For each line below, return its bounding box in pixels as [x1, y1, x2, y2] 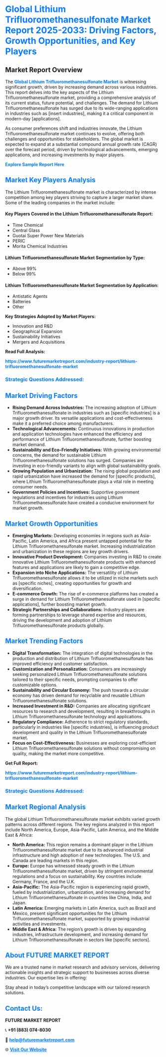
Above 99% [12, 266, 37, 272]
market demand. [12, 442, 46, 448]
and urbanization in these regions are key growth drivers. [12, 548, 129, 554]
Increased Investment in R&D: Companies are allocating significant [12, 703, 151, 709]
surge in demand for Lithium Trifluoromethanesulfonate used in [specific [12, 596, 161, 602]
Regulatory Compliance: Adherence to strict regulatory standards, [12, 719, 149, 725]
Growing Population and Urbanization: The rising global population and [12, 468, 160, 474]
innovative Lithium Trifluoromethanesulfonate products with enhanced [12, 559, 156, 565]
